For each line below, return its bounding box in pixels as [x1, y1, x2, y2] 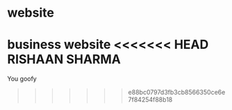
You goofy [7, 74, 37, 83]
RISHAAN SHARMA [7, 52, 122, 68]
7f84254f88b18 [128, 95, 173, 104]
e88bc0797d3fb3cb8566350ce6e [128, 88, 226, 97]
